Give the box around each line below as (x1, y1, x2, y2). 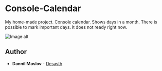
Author (5, 48, 27, 56)
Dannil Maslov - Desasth (12, 60, 62, 66)
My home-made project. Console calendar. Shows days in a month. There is (5, 19, 157, 25)
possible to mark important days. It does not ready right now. (5, 24, 127, 30)
